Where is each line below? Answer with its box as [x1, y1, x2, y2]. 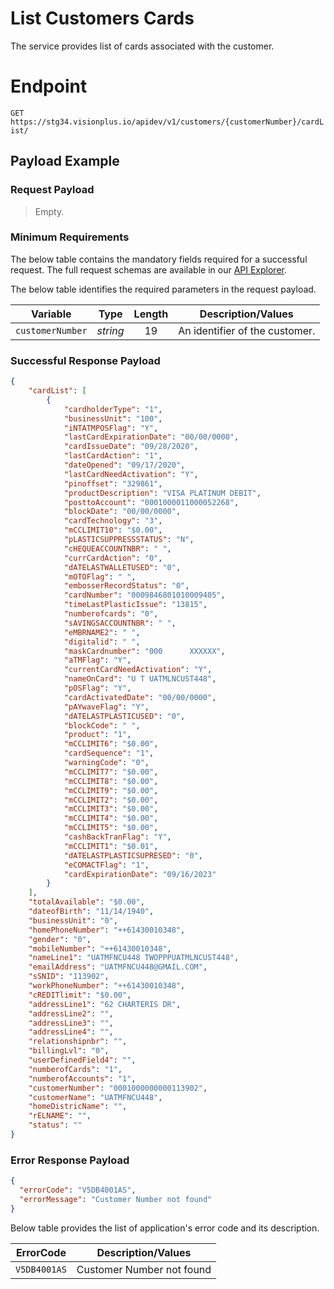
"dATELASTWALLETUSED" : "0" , [63, 562, 182, 572]
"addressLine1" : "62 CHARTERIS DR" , [28, 999, 182, 1009]
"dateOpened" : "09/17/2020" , [63, 460, 186, 471]
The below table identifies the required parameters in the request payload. [10, 283, 317, 295]
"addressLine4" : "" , [28, 1027, 114, 1037]
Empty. [34, 205, 65, 217]
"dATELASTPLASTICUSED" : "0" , [63, 711, 186, 721]
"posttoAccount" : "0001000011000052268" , [63, 497, 240, 507]
